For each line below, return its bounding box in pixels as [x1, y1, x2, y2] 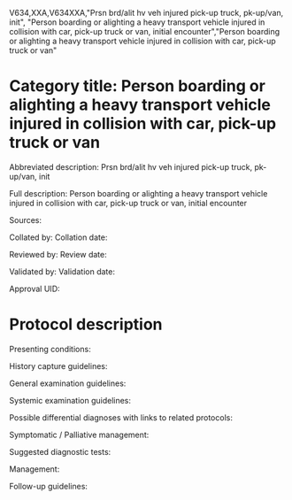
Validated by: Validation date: [9, 265, 115, 277]
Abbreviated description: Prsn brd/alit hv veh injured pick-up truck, [9, 161, 253, 172]
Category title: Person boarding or [9, 76, 265, 96]
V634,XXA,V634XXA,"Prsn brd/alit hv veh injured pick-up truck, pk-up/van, [9, 8, 284, 18]
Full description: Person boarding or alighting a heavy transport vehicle [9, 188, 268, 198]
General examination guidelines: [9, 378, 127, 388]
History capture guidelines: [9, 360, 108, 371]
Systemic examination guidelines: [9, 395, 131, 405]
